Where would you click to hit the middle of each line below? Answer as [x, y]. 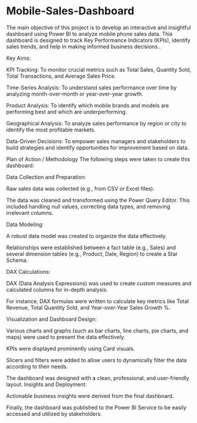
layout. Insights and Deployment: [47, 384]
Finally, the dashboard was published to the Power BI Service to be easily [96, 407]
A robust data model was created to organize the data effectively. [87, 236]
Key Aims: [19, 58]
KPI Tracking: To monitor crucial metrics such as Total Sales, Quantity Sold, [99, 69]
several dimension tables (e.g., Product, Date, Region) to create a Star [92, 254]
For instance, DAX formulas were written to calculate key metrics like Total [98, 301]
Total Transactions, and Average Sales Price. [61, 76]
